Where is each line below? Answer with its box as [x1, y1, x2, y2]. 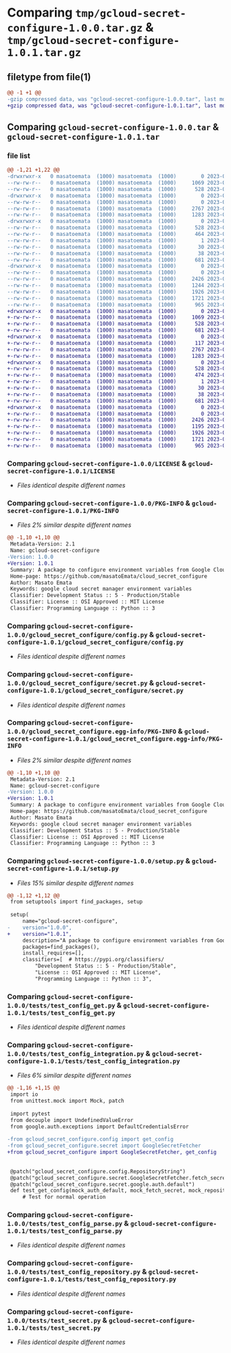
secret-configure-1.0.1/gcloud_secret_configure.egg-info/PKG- [7, 735, 223, 743]
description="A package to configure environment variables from [22, 936, 214, 944]
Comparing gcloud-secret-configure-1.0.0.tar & [7, 121, 219, 133]
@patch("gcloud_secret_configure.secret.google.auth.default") [10, 1181, 195, 1187]
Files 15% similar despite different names [16, 879, 134, 887]
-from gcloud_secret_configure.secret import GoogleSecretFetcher [7, 1143, 201, 1150]
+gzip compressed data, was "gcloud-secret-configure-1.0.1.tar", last [7, 102, 217, 109]
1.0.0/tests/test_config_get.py [7, 1001, 115, 1010]
